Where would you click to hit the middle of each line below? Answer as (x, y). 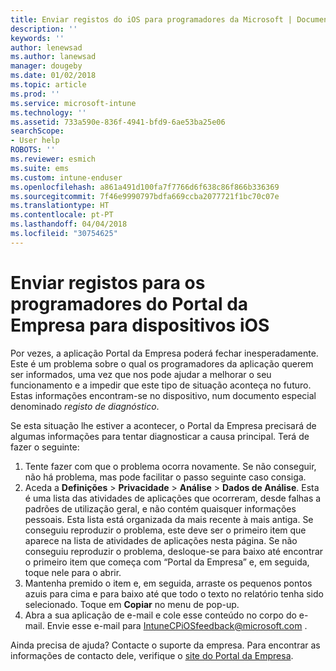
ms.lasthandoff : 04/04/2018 (69, 224)
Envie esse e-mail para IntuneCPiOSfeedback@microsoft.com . (177, 625)
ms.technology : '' (48, 112)
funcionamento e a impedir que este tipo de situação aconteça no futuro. (161, 385)
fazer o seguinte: (45, 447)
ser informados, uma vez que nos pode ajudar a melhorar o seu (141, 374)
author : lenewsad (46, 47)
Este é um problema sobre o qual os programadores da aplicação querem (162, 363)
